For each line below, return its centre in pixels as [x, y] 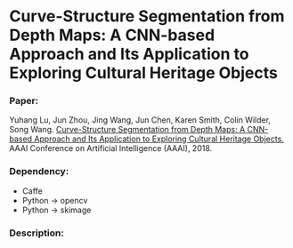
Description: [37, 233]
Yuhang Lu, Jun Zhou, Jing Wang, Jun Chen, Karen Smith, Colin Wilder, [140, 120]
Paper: [24, 101]
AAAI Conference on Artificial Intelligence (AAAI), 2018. [111, 148]
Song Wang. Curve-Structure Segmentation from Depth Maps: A [127, 130]
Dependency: [39, 172]
